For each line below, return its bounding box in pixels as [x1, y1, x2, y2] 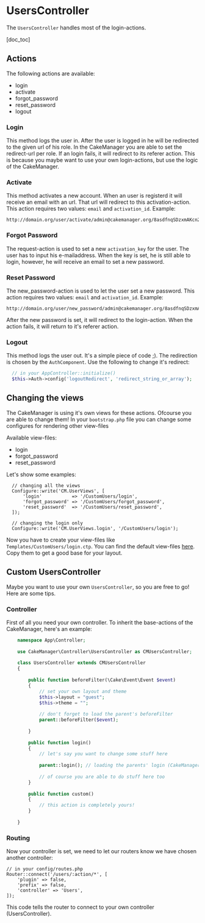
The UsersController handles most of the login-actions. [6, 24, 146, 31]
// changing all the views [12, 482, 81, 488]
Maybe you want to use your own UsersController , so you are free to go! [6, 583, 190, 591]
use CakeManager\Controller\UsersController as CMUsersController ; [17, 648, 192, 655]
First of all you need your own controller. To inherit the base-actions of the [6, 619, 193, 626]
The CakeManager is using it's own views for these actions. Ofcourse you [6, 409, 192, 416]
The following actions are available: [6, 70, 96, 77]
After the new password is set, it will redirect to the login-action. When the [6, 316, 193, 323]
